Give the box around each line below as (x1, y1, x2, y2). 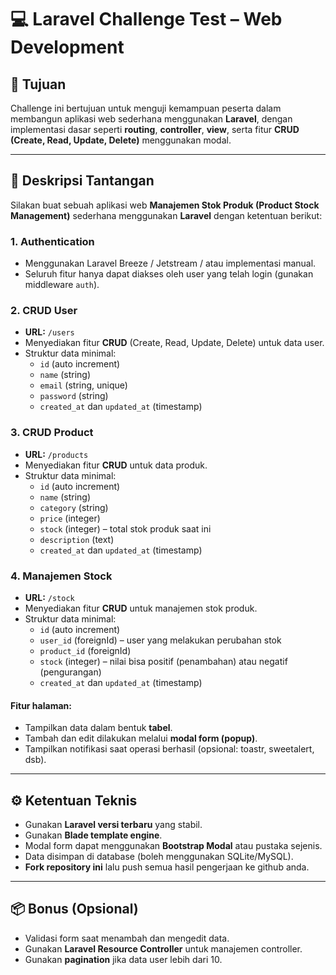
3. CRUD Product (10, 426, 94, 440)
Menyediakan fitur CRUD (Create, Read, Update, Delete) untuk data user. (24, 337, 325, 349)
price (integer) (39, 512, 101, 524)
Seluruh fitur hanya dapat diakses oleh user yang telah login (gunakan (24, 268, 314, 280)
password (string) (39, 390, 109, 402)
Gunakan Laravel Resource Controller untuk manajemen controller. (24, 942, 303, 955)
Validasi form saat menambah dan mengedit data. (24, 932, 230, 944)
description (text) (39, 533, 115, 545)
